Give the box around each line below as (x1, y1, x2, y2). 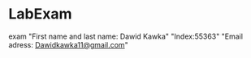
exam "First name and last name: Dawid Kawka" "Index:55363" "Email (8, 31, 244, 41)
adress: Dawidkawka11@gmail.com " (8, 39, 128, 49)
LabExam (8, 5, 72, 23)
